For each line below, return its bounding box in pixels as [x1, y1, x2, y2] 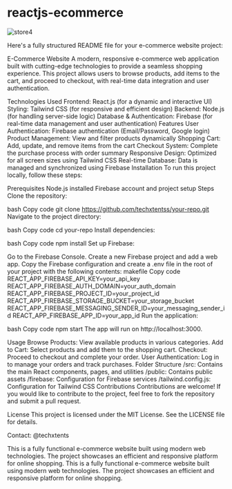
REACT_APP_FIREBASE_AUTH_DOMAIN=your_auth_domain [7, 282, 176, 290]
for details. [7, 417, 38, 426]
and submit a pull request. [7, 396, 81, 405]
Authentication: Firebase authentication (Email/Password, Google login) [7, 127, 211, 135]
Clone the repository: [7, 192, 68, 200]
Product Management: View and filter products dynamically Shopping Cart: [7, 133, 221, 142]
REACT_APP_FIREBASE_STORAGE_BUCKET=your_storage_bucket [7, 296, 195, 305]
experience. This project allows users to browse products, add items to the [7, 69, 220, 77]
